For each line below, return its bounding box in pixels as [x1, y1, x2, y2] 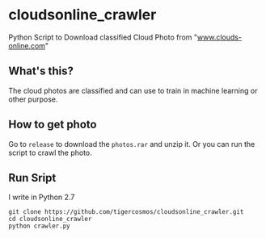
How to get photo [8, 118, 97, 132]
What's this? [8, 65, 74, 78]
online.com [8, 40, 46, 50]
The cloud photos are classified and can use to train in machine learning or [8, 86, 258, 95]
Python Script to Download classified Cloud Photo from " [8, 32, 198, 42]
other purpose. [8, 94, 58, 104]
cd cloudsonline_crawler [8, 215, 92, 223]
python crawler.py [8, 222, 70, 231]
